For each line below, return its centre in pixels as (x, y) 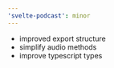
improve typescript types (61, 55)
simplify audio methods (58, 47)
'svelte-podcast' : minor (49, 16)
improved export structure (62, 38)
